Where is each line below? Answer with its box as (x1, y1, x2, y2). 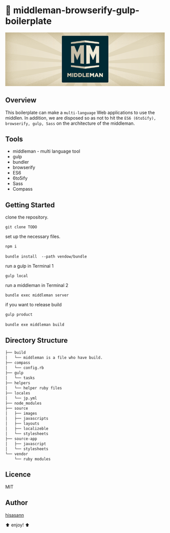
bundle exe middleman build (5, 322, 65, 328)
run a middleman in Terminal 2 (5, 282, 69, 289)
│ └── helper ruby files (5, 385, 62, 391)
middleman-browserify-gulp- (13, 5, 140, 16)
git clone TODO (5, 225, 37, 230)
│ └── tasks (5, 375, 35, 381)
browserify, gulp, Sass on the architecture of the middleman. (5, 120, 135, 126)
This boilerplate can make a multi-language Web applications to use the (5, 109, 155, 116)
